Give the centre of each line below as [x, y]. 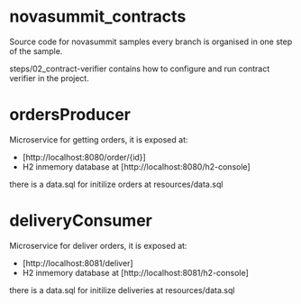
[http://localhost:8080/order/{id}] [84, 157]
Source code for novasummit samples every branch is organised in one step [151, 41]
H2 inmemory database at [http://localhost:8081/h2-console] [136, 272]
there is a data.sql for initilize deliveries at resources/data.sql [122, 290]
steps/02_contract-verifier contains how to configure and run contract [140, 69]
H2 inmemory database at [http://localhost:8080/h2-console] [136, 166]
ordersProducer [70, 115]
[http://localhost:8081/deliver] [78, 263]
